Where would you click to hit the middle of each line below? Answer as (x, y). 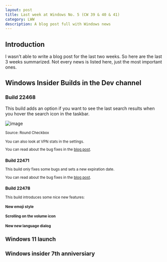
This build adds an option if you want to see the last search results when (80, 108)
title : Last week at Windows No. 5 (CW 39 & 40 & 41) (63, 15)
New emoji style (20, 207)
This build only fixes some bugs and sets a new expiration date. (60, 169)
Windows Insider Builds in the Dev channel (73, 83)
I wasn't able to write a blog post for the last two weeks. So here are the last (83, 56)
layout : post (19, 10)
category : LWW (20, 19)
